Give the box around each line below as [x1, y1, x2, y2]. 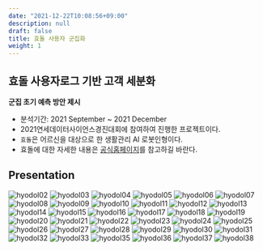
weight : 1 [8, 42, 42, 50]
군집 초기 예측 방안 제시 [8, 96, 81, 106]
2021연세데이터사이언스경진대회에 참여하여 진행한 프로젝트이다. [19, 124, 221, 134]
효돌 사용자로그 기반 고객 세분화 [8, 74, 156, 87]
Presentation [8, 168, 75, 182]
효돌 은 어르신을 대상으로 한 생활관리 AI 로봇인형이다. [19, 134, 184, 144]
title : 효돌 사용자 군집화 [8, 34, 86, 43]
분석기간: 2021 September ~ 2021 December [19, 114, 168, 124]
